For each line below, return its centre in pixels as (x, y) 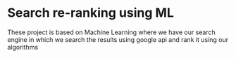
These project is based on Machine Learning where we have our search (112, 32)
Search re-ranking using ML (91, 13)
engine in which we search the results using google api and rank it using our (118, 39)
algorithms (23, 47)
